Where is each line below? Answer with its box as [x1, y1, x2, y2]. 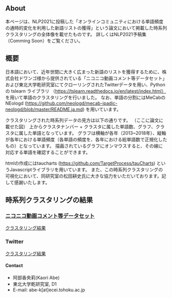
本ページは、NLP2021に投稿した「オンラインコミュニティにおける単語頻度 [5, 18, 163, 25]
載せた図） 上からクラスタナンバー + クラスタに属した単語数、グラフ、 [5, 123, 156, 130]
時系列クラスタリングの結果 [5, 196, 93, 205]
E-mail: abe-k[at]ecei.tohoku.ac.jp [12, 287, 86, 293]
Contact [5, 263, 23, 269]
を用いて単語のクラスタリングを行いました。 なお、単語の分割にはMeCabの [5, 94, 166, 101]
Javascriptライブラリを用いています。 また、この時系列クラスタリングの [9, 166, 163, 172]
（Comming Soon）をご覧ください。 [5, 37, 83, 44]
